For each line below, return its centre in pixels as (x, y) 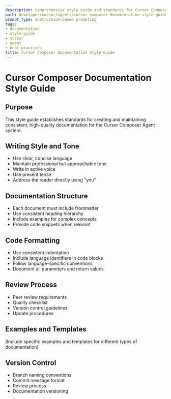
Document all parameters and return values (58, 269)
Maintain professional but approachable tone (60, 164)
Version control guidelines (40, 308)
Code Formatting (33, 240)
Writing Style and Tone (42, 146)
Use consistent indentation (41, 253)
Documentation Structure (47, 196)
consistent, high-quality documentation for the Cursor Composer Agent (80, 125)
